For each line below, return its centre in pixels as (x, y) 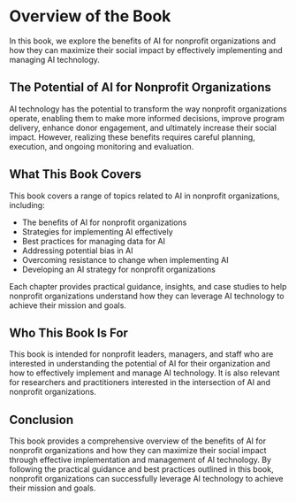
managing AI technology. (54, 59)
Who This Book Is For (68, 332)
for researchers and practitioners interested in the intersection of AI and (140, 382)
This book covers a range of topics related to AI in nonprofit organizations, (144, 196)
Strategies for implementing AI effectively (98, 231)
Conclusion (42, 419)
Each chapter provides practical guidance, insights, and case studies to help (148, 286)
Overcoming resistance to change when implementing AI (125, 259)
